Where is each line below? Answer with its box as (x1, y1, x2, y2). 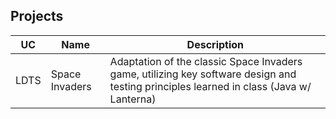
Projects (10, 8, 64, 25)
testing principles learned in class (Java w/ (109, 79, 312, 93)
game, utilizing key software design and (109, 67, 297, 81)
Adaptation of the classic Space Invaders (109, 54, 303, 68)
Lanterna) (109, 92, 157, 106)
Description (186, 37, 245, 51)
